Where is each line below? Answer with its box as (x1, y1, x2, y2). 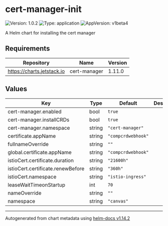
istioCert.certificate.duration (7, 157, 74, 164)
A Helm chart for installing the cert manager (5, 30, 96, 36)
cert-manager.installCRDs (7, 116, 70, 123)
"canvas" (107, 198, 128, 204)
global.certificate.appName (7, 149, 71, 156)
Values (5, 85, 27, 93)
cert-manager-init (5, 4, 82, 15)
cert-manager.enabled (7, 108, 61, 115)
